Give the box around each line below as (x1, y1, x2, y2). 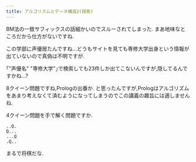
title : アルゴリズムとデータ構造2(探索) (6, 8, 94, 15)
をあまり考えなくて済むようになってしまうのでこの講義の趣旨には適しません (6, 92, 190, 99)
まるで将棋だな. (6, 150, 44, 157)
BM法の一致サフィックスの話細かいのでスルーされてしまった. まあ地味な (6, 25, 181, 32)
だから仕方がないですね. (16, 33, 74, 40)
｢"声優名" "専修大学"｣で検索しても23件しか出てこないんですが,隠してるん (6, 65, 183, 72)
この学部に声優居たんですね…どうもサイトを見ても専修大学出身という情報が (6, 45, 190, 52)
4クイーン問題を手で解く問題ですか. (6, 112, 93, 119)
